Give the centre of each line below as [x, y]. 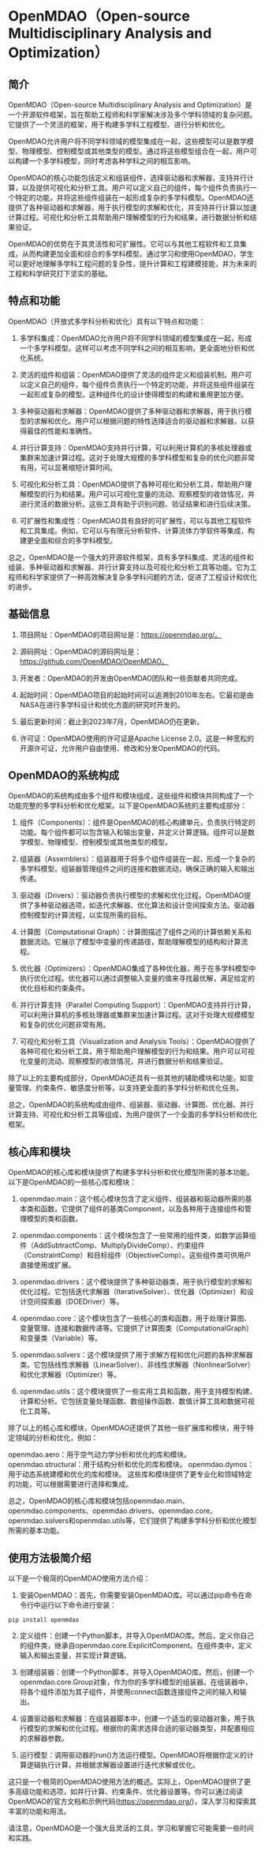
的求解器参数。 [44, 1739]
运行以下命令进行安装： [78, 1605]
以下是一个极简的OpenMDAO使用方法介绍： [79, 1578]
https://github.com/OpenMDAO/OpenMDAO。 [94, 661]
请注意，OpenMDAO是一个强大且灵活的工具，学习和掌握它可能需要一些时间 [131, 1828]
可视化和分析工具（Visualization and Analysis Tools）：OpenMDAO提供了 [138, 1041]
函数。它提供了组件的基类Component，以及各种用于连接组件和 [142, 1209]
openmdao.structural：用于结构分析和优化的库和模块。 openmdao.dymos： [131, 1465]
